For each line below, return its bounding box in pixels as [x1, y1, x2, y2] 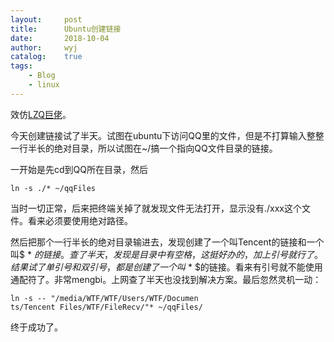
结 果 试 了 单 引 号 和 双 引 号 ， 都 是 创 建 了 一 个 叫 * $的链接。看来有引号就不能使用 [10, 261, 323, 273]
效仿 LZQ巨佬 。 [10, 108, 72, 120]
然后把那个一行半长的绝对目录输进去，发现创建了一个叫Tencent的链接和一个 [10, 236, 325, 248]
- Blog [28, 71, 56, 81]
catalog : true [10, 52, 83, 62]
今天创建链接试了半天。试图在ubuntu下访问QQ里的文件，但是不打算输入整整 [10, 129, 325, 141]
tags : [10, 61, 33, 71]
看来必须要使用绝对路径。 [27, 214, 133, 226]
